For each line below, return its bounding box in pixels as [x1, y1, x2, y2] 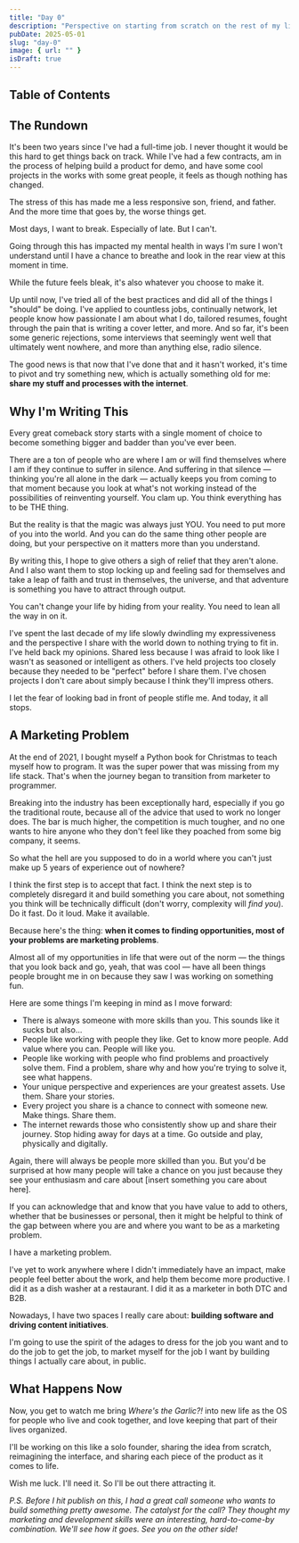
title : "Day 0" [9, 12, 66, 22]
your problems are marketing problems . [9, 934, 159, 945]
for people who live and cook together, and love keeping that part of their [9, 1414, 278, 1425]
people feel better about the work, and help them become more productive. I [9, 1273, 290, 1284]
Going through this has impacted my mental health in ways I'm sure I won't [9, 241, 283, 252]
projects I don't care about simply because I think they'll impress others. [9, 676, 274, 686]
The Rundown [9, 118, 89, 133]
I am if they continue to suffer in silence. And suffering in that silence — [9, 464, 271, 475]
